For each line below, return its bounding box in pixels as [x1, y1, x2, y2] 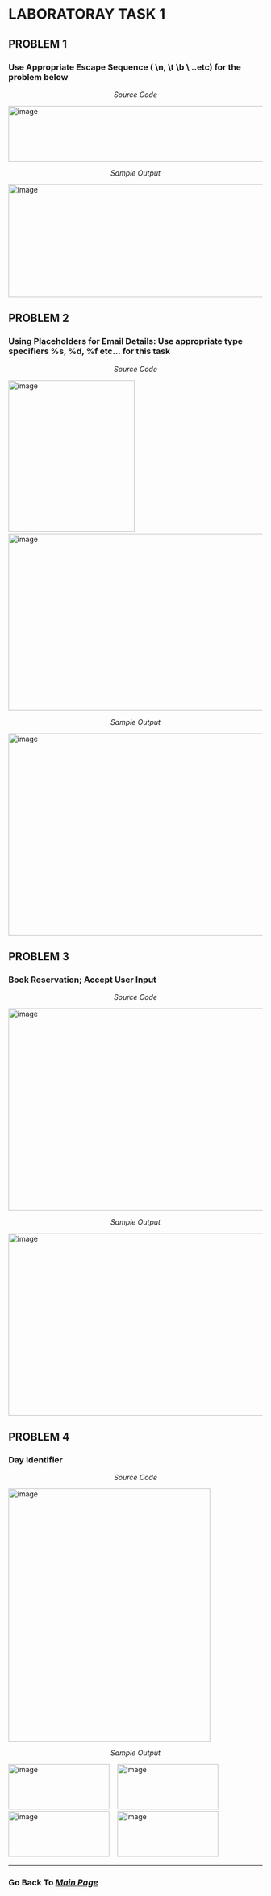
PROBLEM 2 [8, 311, 69, 325]
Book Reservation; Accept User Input [8, 974, 157, 985]
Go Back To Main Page [8, 1877, 98, 1888]
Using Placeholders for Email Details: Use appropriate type [8, 336, 244, 347]
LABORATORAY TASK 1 [8, 5, 166, 23]
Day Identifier [8, 1454, 63, 1465]
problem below [8, 71, 69, 83]
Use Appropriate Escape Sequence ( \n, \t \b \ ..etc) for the [8, 61, 242, 73]
